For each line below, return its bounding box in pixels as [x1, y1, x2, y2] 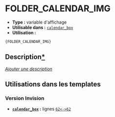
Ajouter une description [5, 66, 53, 72]
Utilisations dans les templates [5, 80, 101, 88]
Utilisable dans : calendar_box [12, 24, 73, 30]
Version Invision [5, 94, 45, 101]
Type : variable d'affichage [12, 19, 67, 25]
